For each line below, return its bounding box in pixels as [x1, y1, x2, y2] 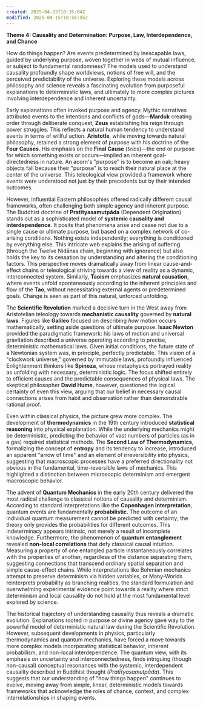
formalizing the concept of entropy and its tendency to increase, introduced [6, 444, 196, 452]
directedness [6, 158, 39, 165]
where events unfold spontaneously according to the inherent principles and [6, 279, 197, 286]
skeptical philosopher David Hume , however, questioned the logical [6, 381, 175, 388]
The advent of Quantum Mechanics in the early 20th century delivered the [6, 489, 194, 496]
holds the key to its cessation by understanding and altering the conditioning [6, 253, 198, 261]
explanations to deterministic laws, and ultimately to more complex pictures [6, 88, 195, 95]
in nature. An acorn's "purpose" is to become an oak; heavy [40, 158, 190, 165]
